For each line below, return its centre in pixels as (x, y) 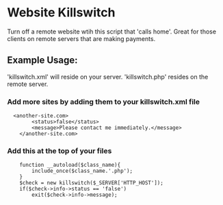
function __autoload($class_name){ (70, 165)
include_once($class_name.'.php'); (82, 171)
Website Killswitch (61, 13)
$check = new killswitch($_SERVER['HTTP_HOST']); (92, 183)
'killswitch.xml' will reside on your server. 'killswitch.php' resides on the (108, 77)
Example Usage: (42, 60)
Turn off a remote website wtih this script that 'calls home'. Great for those (112, 31)
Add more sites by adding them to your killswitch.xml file (104, 102)
